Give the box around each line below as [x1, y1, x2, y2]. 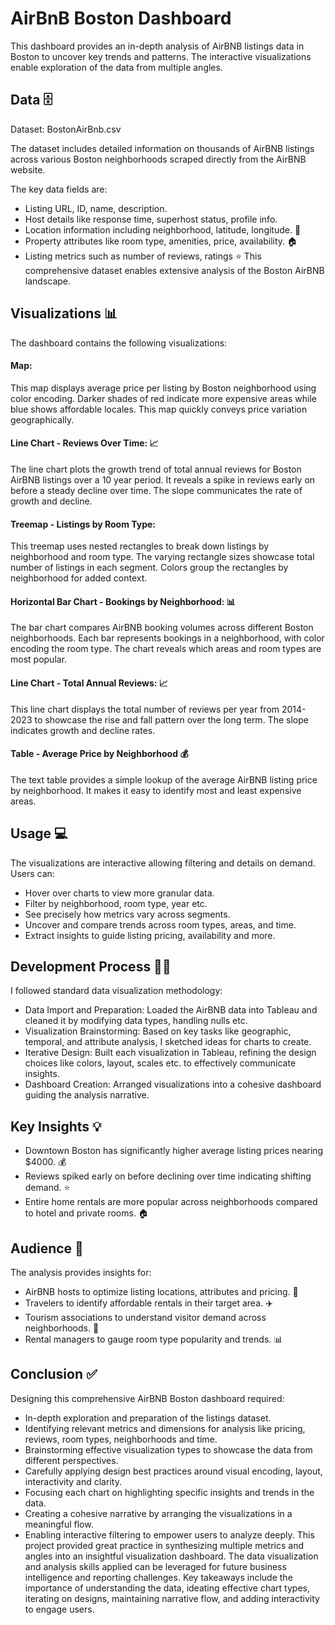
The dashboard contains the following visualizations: [10, 337, 228, 349]
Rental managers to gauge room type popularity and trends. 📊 [24, 1333, 283, 1346]
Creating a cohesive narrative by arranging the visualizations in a [24, 1507, 293, 1519]
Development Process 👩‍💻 [10, 958, 172, 975]
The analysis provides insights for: [10, 1267, 152, 1279]
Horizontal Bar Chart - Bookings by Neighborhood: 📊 [10, 595, 236, 607]
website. [10, 163, 46, 176]
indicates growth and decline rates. [10, 724, 156, 736]
